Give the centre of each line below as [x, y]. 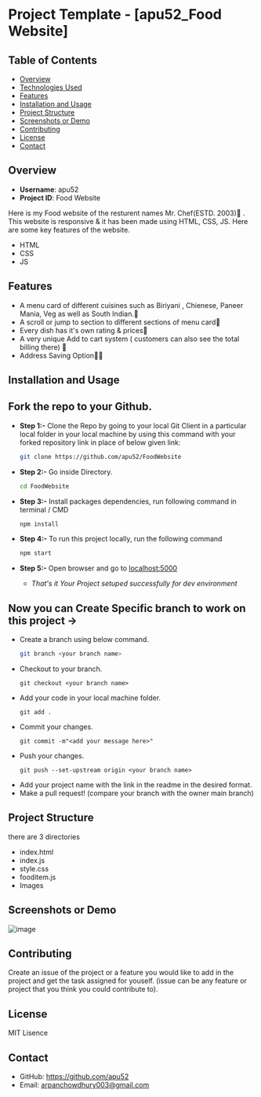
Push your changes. [52, 756]
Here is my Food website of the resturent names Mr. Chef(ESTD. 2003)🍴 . [127, 213]
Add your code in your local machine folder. [90, 698]
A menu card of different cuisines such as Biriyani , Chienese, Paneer [131, 305]
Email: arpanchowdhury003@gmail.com [84, 1085]
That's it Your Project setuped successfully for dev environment [134, 584]
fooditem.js [38, 877]
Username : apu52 [49, 189]
